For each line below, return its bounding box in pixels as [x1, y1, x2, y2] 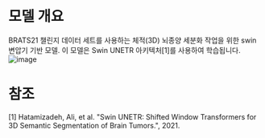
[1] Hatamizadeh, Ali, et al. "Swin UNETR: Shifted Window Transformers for [8, 112, 257, 121]
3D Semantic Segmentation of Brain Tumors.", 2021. [8, 120, 180, 130]
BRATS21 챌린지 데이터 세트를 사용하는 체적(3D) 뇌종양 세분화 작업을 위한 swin [8, 35, 257, 45]
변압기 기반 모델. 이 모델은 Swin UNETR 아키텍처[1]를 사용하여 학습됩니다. [8, 45, 241, 55]
